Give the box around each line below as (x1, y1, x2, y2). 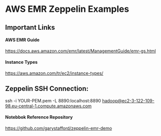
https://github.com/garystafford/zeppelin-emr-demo (5, 125, 112, 131)
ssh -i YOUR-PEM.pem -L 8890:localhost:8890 (5, 97, 102, 103)
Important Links (5, 23, 55, 32)
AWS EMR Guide (5, 37, 40, 43)
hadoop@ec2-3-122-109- (102, 97, 155, 103)
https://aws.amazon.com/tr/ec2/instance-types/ (5, 70, 104, 76)
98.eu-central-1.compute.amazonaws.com (5, 103, 92, 109)
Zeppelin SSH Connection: (5, 85, 89, 93)
